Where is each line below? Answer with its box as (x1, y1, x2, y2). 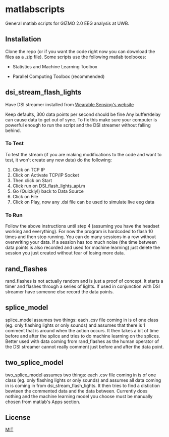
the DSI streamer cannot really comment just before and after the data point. (5, 343, 164, 349)
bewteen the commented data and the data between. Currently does (5, 388, 148, 394)
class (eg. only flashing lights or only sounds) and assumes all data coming (5, 377, 161, 383)
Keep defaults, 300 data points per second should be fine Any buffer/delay (5, 111, 161, 117)
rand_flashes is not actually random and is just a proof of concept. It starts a (5, 278, 163, 284)
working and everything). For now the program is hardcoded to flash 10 (5, 229, 153, 235)
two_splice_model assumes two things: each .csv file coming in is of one (5, 372, 156, 378)
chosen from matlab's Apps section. (5, 399, 81, 405)
